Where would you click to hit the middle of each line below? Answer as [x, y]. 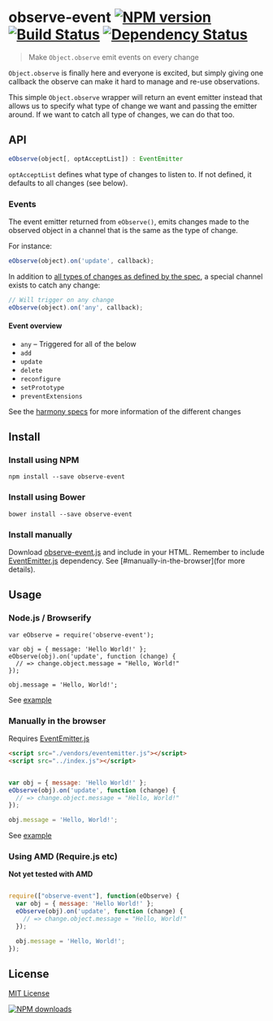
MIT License [29, 993]
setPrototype [42, 387]
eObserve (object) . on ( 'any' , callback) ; [76, 307]
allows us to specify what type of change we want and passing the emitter [133, 106]
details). [22, 569]
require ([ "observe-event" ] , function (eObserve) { [94, 896]
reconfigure [40, 379]
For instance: [30, 246]
